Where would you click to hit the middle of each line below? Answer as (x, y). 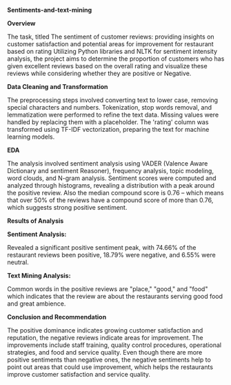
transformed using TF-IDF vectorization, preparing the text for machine (108, 129)
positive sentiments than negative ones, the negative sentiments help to (109, 359)
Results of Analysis (36, 221)
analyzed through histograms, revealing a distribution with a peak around (111, 185)
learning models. (31, 137)
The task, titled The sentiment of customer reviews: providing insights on (111, 37)
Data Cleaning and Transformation (58, 87)
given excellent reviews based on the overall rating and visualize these (108, 66)
